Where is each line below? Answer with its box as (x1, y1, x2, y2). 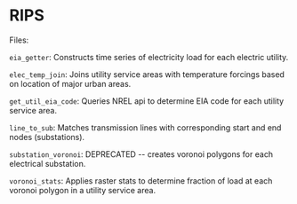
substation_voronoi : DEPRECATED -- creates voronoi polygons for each (9, 148, 274, 160)
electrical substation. (9, 158, 86, 169)
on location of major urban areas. (9, 78, 132, 89)
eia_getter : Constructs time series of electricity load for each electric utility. (9, 51, 289, 62)
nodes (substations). (9, 131, 85, 142)
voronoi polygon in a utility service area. (9, 184, 157, 195)
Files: (9, 35, 29, 45)
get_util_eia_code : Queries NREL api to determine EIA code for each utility (9, 95, 285, 106)
